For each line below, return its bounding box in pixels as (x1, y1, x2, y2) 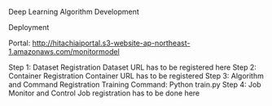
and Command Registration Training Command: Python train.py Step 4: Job (8, 80, 262, 89)
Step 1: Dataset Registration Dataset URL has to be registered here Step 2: (8, 62, 257, 72)
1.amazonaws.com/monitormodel (8, 47, 120, 56)
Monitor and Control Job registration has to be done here (8, 88, 200, 98)
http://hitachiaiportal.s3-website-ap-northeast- (32, 38, 191, 48)
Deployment (8, 23, 50, 32)
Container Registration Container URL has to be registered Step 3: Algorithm (8, 71, 265, 80)
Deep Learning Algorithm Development (8, 7, 140, 16)
